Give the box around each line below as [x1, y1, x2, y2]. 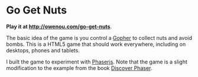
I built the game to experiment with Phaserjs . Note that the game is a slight [6, 58, 187, 65]
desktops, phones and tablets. [6, 46, 80, 53]
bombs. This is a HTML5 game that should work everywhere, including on [6, 41, 186, 48]
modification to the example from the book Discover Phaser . [6, 64, 152, 71]
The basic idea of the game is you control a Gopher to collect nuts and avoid [6, 34, 193, 41]
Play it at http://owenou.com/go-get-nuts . [6, 23, 112, 30]
